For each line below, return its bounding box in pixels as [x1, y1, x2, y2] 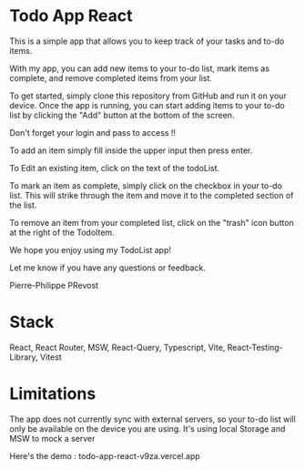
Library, [9, 352, 38, 363]
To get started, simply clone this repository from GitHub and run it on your [9, 90, 287, 101]
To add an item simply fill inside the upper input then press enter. [9, 145, 253, 156]
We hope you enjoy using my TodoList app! [9, 244, 171, 255]
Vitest [39, 352, 62, 363]
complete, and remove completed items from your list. [9, 72, 212, 83]
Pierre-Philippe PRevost [9, 280, 98, 291]
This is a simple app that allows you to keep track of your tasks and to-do [9, 36, 285, 46]
